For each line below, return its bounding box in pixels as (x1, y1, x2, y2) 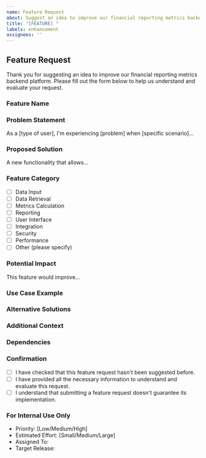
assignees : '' (6, 32, 43, 38)
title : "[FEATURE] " (6, 20, 59, 26)
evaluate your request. (6, 83, 63, 91)
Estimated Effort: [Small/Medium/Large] (15, 432, 115, 439)
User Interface (15, 216, 52, 223)
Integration (15, 223, 43, 230)
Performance (15, 237, 49, 244)
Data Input (15, 188, 42, 195)
